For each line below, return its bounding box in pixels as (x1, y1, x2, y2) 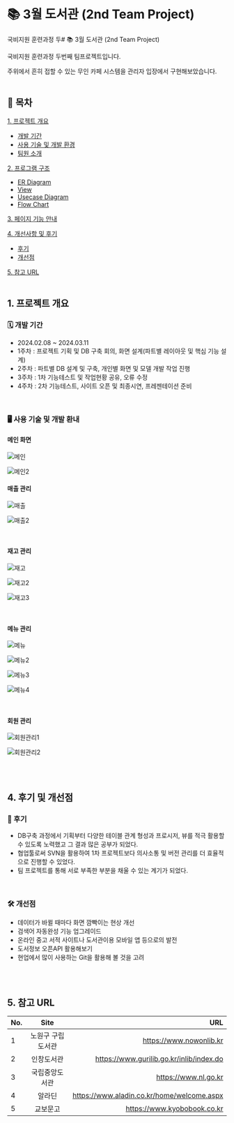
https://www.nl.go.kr (156, 1073, 224, 1082)
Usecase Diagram (17, 193, 69, 201)
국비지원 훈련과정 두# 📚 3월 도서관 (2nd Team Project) (7, 35, 160, 43)
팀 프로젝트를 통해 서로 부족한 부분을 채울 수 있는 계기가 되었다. (17, 867, 188, 875)
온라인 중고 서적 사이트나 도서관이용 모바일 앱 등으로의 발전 (17, 936, 178, 944)
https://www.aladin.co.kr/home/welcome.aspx (72, 1091, 224, 1101)
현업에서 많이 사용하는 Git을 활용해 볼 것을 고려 (17, 953, 145, 962)
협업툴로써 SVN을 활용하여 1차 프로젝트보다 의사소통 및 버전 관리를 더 (17, 849, 205, 858)
